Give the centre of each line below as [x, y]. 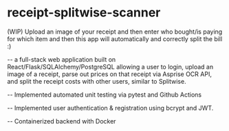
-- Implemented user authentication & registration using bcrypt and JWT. [110, 108]
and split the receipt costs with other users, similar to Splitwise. [97, 81]
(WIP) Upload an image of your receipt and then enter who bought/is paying [115, 32]
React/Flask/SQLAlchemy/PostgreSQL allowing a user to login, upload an [110, 67]
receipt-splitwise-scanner [84, 13]
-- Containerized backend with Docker [62, 121]
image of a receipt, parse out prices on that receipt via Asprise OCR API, [109, 74]
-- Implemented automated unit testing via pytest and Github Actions [104, 95]
